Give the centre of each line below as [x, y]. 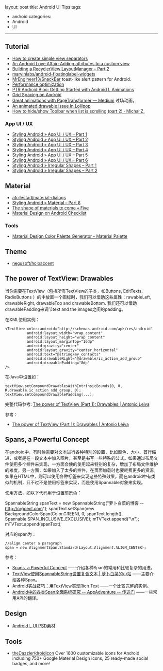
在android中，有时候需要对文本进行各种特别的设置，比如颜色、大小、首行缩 [81, 452]
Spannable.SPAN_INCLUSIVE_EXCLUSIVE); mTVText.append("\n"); [72, 519]
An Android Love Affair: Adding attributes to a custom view [71, 63]
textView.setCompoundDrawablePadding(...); [50, 394]
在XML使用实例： [23, 319]
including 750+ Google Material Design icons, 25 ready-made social [80, 658]
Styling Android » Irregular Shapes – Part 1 [54, 166]
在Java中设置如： [23, 376]
